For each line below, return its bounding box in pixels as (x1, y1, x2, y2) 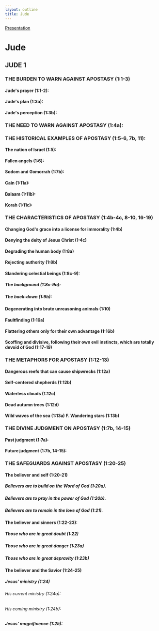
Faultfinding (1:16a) (5, 317, 45, 323)
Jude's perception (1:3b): (5, 109, 57, 115)
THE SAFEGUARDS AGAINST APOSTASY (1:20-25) (5, 460, 126, 467)
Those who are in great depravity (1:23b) (5, 555, 90, 561)
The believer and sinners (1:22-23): (5, 520, 78, 525)
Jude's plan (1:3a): (5, 99, 44, 105)
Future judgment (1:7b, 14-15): (5, 448, 67, 454)
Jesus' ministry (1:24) (5, 578, 50, 584)
